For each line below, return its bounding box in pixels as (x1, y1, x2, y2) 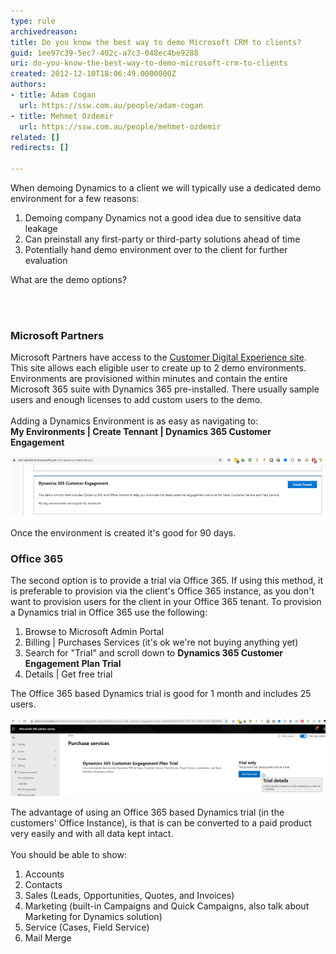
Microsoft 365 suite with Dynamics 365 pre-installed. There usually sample (10, 383, 320, 395)
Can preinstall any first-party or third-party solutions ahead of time (24, 233, 301, 245)
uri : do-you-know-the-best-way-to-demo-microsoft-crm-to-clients (10, 58, 288, 69)
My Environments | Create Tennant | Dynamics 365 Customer (10, 426, 272, 438)
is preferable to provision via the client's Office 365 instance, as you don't (10, 585, 315, 597)
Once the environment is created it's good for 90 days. (10, 526, 237, 539)
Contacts (24, 879, 63, 891)
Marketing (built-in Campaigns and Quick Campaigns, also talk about (24, 900, 310, 912)
